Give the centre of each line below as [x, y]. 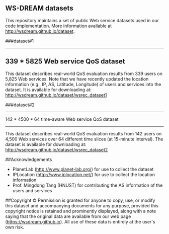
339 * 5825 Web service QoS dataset [65, 62]
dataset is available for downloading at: [46, 144]
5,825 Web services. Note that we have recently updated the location [77, 79]
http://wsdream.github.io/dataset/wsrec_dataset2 [57, 149]
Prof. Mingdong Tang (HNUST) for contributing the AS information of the [88, 185]
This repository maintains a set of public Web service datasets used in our [82, 20]
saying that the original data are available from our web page [68, 216]
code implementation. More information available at [59, 26]
